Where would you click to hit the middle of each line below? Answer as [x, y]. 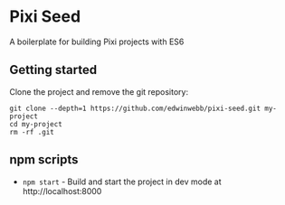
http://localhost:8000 [62, 191]
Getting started [53, 70]
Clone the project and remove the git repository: [99, 91]
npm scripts [44, 160]
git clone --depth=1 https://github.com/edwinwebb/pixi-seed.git [135, 108]
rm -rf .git [32, 132]
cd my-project [36, 124]
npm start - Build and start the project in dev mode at [122, 182]
